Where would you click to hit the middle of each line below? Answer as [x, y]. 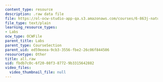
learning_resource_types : [31, 27]
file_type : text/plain [28, 23]
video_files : [18, 68]
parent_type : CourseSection [33, 45]
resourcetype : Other [26, 54]
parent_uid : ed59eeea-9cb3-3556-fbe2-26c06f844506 [57, 50]
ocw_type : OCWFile [24, 37]
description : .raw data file [34, 14]
